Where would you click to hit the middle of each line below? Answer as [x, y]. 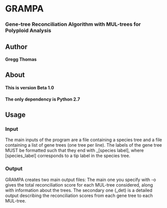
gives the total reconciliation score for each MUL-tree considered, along [79, 185]
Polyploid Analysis [28, 30]
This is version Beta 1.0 [30, 88]
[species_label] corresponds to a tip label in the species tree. [68, 156]
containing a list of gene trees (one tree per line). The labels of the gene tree [83, 145]
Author [16, 47]
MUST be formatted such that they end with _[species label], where [75, 151]
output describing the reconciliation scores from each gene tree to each [79, 196]
